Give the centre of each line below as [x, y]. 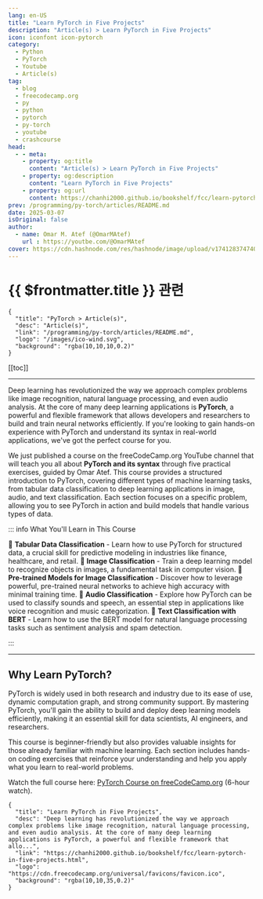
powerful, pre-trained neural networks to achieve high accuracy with [119, 586]
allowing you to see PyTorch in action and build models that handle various [129, 505]
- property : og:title [57, 162]
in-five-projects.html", [49, 861]
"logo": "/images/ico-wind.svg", [70, 339]
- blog [26, 88]
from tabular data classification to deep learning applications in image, [122, 488]
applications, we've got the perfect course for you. [90, 440]
